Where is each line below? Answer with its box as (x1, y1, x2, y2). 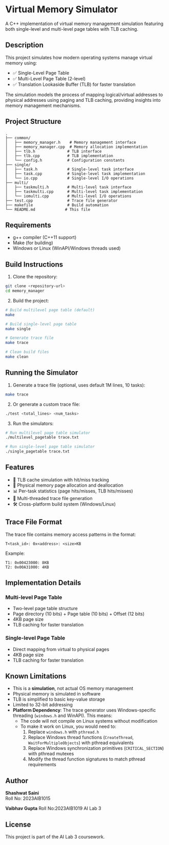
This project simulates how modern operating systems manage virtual (5, 54, 153, 60)
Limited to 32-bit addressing (12, 702, 73, 708)
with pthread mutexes (28, 751, 74, 757)
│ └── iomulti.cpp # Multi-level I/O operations (5, 193, 132, 199)
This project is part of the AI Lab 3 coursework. (5, 834, 105, 840)
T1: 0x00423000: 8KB (5, 560, 50, 565)
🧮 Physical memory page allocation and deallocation (12, 482, 124, 488)
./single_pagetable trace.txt (5, 449, 70, 454)
